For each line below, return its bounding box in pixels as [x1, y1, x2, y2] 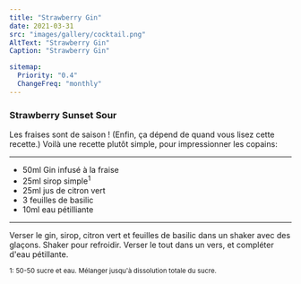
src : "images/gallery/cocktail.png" [9, 30, 146, 39]
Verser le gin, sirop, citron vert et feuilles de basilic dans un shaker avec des [9, 229, 291, 240]
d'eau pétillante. [9, 248, 69, 260]
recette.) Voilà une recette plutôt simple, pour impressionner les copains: [9, 139, 278, 150]
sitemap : [9, 63, 42, 72]
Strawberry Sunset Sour [9, 108, 117, 121]
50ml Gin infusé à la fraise [21, 165, 119, 176]
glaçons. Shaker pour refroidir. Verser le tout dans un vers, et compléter [9, 239, 275, 250]
